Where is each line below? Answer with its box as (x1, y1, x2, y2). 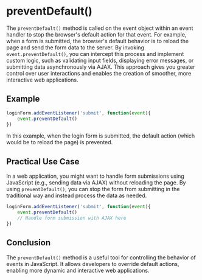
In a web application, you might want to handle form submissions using (6, 172, 184, 180)
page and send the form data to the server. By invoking (6, 44, 145, 51)
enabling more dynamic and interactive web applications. (6, 267, 150, 274)
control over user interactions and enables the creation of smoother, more (6, 69, 192, 77)
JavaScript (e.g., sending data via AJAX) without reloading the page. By (6, 179, 186, 186)
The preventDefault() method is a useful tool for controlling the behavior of (6, 254, 196, 261)
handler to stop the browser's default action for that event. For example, (6, 30, 187, 38)
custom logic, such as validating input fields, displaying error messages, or (6, 57, 194, 64)
